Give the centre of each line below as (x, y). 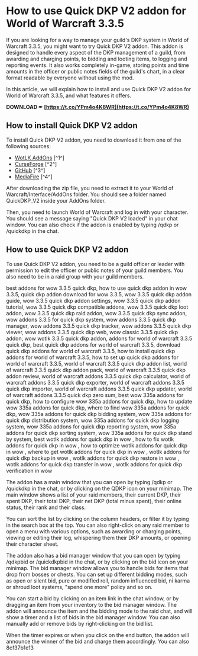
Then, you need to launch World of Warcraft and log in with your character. (97, 212)
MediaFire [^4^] (33, 177)
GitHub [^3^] (30, 170)
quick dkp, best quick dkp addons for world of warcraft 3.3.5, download (93, 344)
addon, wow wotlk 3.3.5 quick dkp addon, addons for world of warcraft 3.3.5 (99, 338)
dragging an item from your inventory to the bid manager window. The (92, 604)
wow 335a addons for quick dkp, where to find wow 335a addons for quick (98, 408)
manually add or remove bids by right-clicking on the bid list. (80, 623)
